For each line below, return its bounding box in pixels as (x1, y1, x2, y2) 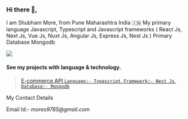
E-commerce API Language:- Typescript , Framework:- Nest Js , (20, 77, 177, 84)
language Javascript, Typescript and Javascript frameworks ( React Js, (6, 26, 183, 33)
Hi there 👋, (6, 5, 38, 14)
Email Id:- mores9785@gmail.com (6, 105, 90, 113)
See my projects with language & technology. (6, 63, 122, 71)
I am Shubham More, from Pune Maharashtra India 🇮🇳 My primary (6, 19, 171, 26)
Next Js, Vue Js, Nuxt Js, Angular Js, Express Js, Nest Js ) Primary (6, 32, 172, 40)
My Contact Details (6, 94, 54, 101)
